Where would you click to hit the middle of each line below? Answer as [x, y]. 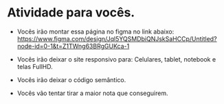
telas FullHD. [35, 66]
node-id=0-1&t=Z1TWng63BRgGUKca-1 [73, 46]
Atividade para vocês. [71, 13]
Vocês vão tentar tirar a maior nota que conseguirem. [92, 93]
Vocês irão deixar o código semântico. [71, 79]
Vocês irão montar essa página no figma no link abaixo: [96, 31]
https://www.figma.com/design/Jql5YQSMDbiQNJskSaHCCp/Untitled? [117, 38]
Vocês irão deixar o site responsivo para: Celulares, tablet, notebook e [116, 59]
